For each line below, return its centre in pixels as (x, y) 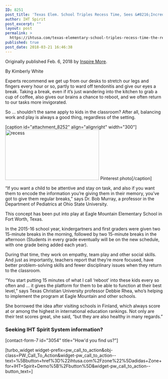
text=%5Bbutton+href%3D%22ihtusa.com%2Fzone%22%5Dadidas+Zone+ (83, 360)
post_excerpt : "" (23, 24)
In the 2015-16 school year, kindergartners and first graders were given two (83, 229)
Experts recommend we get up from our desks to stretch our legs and (77, 81)
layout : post (19, 29)
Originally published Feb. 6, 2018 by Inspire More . (56, 61)
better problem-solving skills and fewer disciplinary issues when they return (83, 265)
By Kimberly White (24, 71)
